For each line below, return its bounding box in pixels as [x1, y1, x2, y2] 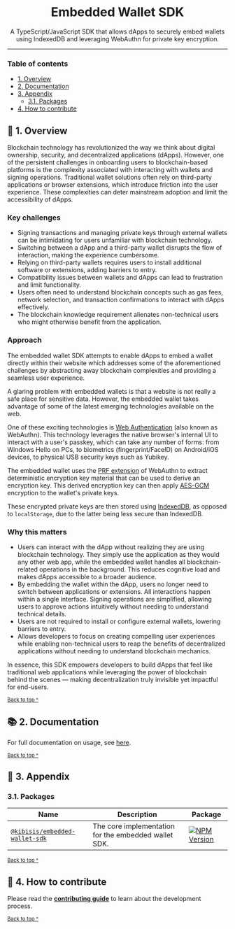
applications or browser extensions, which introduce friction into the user [7, 180, 218, 189]
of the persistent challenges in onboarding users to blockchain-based [7, 158, 208, 166]
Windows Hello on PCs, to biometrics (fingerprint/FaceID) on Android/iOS [7, 445, 219, 453]
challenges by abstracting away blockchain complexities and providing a [7, 366, 217, 374]
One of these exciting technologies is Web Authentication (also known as [7, 423, 218, 431]
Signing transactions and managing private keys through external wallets [17, 229, 227, 237]
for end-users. [7, 683, 49, 691]
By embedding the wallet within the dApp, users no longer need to [17, 580, 208, 588]
